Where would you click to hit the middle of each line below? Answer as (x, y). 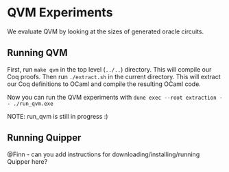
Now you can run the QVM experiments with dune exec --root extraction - (115, 97)
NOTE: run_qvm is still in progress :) (58, 116)
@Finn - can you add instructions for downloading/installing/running (104, 154)
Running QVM (37, 53)
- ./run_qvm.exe (30, 104)
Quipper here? (27, 161)
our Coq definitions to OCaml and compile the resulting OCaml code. (104, 84)
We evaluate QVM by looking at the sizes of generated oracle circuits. (106, 31)
